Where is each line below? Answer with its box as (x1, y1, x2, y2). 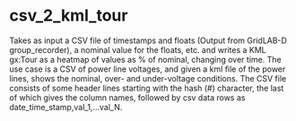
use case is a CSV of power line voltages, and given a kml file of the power (9, 64, 286, 74)
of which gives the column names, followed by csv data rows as (9, 91, 246, 103)
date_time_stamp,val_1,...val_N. (9, 101, 123, 112)
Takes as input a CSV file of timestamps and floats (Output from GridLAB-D (9, 35, 287, 46)
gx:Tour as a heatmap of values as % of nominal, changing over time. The (9, 54, 282, 65)
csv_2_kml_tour (9, 5, 128, 26)
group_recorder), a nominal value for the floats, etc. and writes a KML (9, 44, 266, 55)
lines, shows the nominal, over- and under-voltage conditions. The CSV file (9, 73, 287, 83)
